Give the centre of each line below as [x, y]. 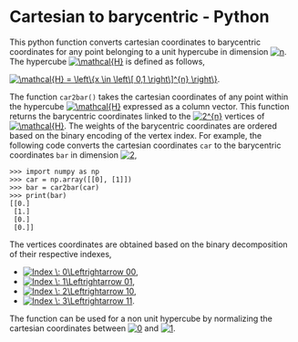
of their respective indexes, [61, 254]
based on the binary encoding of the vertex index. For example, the [136, 135]
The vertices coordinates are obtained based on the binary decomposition [149, 244]
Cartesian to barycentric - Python [139, 17]
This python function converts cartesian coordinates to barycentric [135, 42]
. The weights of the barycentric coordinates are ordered [170, 126]
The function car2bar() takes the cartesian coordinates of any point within [149, 97]
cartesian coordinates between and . [92, 328]
